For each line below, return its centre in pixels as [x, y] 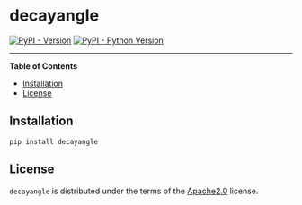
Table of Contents [44, 66]
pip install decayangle [54, 141]
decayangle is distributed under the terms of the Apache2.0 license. [134, 191]
